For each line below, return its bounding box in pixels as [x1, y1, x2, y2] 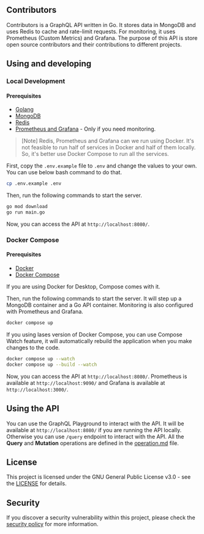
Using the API [6, 403, 59, 414]
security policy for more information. [6, 520, 99, 528]
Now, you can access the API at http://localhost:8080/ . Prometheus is [6, 373, 187, 380]
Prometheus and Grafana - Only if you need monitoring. [15, 125, 156, 133]
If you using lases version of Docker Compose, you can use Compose [6, 331, 183, 338]
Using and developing [6, 58, 92, 69]
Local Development [6, 77, 66, 85]
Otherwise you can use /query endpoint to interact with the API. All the [6, 433, 184, 440]
